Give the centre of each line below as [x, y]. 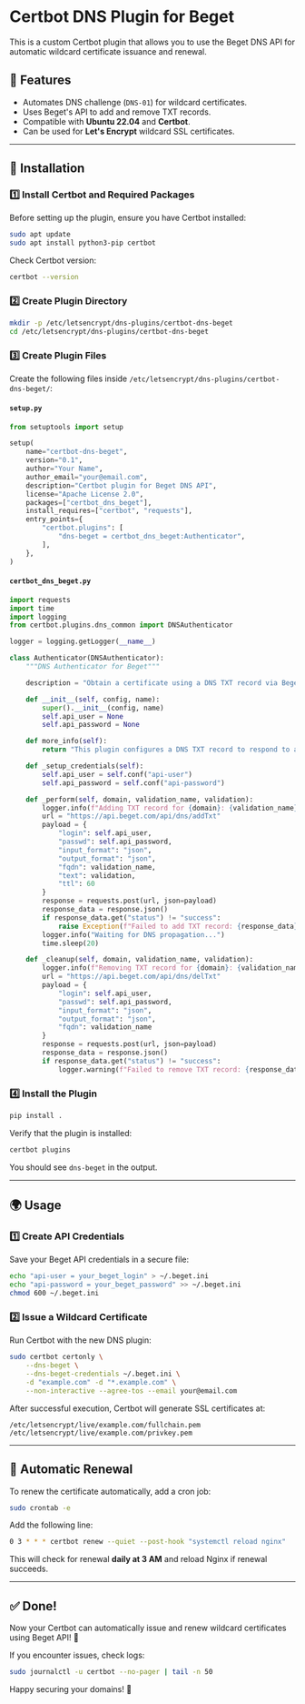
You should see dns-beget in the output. [84, 1167]
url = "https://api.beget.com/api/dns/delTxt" [132, 977]
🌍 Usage [35, 1206]
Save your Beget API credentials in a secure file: [99, 1260]
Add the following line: [51, 1525]
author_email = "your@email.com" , [87, 477]
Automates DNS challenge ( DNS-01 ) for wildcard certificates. [135, 102]
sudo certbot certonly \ [56, 1357]
